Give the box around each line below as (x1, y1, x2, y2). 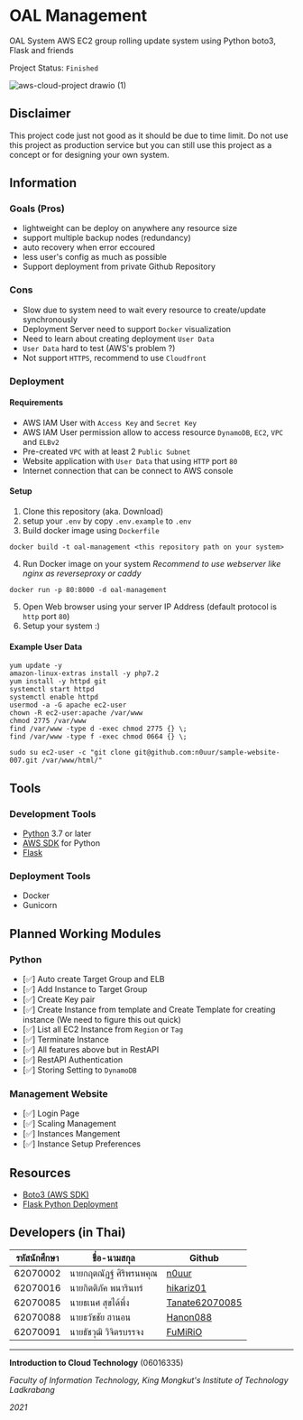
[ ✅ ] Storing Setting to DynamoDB (22, 1064, 137, 1075)
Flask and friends (9, 44, 74, 55)
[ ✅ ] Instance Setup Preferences (22, 1138, 142, 1149)
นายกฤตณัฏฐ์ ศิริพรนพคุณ (69, 1267, 158, 1279)
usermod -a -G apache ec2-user (9, 701, 127, 710)
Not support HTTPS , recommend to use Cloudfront (22, 352, 207, 363)
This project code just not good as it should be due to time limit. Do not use (9, 130, 289, 141)
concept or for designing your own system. (9, 149, 170, 160)
